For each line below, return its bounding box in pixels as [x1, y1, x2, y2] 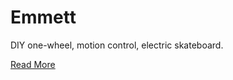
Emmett [10, 6, 77, 29]
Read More [10, 58, 56, 70]
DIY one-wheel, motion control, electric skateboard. [10, 39, 224, 51]
